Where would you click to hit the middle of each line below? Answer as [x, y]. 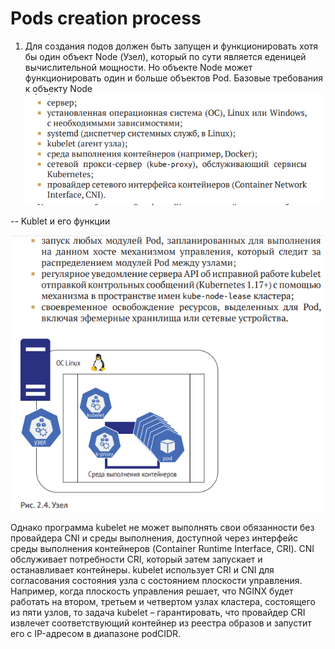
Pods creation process [106, 18]
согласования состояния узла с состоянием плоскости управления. [156, 580]
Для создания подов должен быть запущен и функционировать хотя [171, 46]
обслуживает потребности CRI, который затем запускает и [136, 559]
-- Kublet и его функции [60, 221]
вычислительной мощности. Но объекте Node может [138, 67]
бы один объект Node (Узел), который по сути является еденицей [165, 56]
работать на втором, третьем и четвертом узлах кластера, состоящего [163, 601]
